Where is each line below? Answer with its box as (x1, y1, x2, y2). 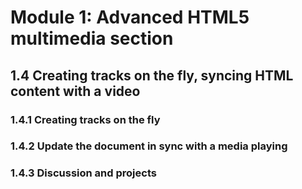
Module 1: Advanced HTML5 (10, 6, 250, 29)
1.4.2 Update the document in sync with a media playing (10, 139, 288, 153)
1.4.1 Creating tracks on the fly (10, 112, 161, 126)
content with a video (10, 82, 141, 100)
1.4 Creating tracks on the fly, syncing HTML (10, 67, 294, 84)
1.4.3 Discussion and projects (10, 166, 157, 180)
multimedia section (10, 27, 174, 50)
